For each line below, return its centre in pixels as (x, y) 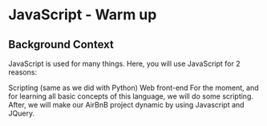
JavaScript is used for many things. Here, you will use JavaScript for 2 (124, 63)
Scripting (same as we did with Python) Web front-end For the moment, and (133, 87)
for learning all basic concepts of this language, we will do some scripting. (131, 96)
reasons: (23, 72)
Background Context (61, 45)
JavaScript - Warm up (83, 15)
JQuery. (21, 113)
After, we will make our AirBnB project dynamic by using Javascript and (126, 105)
